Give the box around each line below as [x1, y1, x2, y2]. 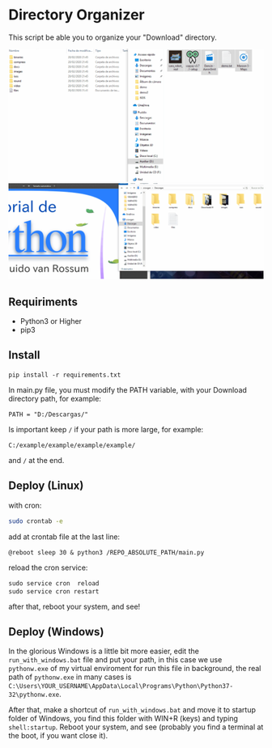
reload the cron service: [8, 563, 88, 572]
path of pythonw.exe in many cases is [8, 672, 132, 682]
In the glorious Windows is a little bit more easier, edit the [8, 646, 200, 657]
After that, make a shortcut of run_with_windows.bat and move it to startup [8, 705, 257, 715]
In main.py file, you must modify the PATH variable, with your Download [8, 385, 247, 394]
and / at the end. [8, 455, 65, 465]
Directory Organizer [8, 6, 145, 24]
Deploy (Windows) [8, 625, 104, 639]
